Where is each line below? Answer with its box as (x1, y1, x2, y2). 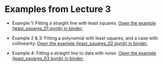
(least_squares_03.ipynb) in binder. (11, 55, 84, 61)
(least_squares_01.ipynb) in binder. (11, 25, 83, 31)
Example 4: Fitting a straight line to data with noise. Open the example (11, 50, 156, 56)
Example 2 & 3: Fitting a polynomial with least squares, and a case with (11, 35, 158, 41)
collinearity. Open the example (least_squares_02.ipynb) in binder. (11, 40, 148, 46)
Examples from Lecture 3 (4, 3, 111, 15)
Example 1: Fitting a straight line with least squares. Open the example (11, 20, 156, 26)
